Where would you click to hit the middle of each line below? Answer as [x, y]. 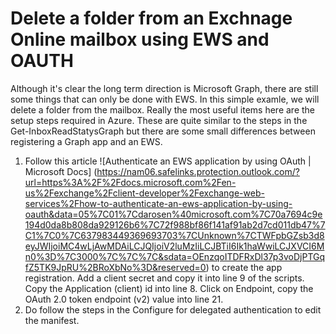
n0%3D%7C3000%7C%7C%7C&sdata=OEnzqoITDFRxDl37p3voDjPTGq [175, 256]
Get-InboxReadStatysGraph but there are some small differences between [163, 131]
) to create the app [244, 267]
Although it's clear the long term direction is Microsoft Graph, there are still [164, 88]
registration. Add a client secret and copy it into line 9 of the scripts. [164, 278]
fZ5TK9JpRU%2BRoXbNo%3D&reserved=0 [115, 267]
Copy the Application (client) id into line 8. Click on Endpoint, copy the [169, 288]
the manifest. [52, 320]
